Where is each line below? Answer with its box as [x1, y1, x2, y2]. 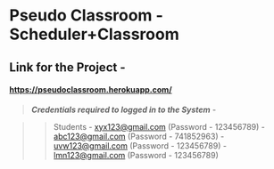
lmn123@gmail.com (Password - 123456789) [53, 149, 219, 160]
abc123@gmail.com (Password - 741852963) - [53, 131, 225, 141]
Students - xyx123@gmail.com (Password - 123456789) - [53, 121, 265, 132]
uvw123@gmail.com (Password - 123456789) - [53, 140, 228, 151]
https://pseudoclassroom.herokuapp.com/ [9, 84, 172, 95]
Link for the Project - [9, 60, 126, 75]
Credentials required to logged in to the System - [30, 104, 217, 115]
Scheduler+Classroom [9, 24, 180, 44]
